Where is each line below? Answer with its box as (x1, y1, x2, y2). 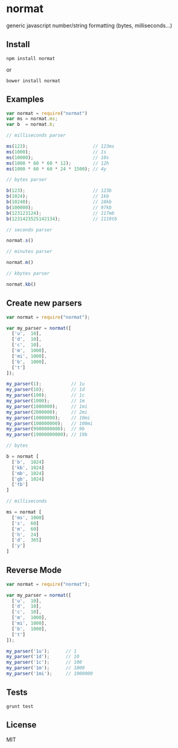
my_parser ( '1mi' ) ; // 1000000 (6, 671, 94, 677)
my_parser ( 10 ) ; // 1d (6, 387, 85, 393)
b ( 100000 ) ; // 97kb (6, 205, 112, 211)
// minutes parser (6, 249, 52, 255)
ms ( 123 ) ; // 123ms (6, 143, 115, 149)
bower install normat (6, 77, 61, 84)
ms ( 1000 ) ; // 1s (6, 149, 107, 155)
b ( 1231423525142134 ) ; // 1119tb (6, 215, 118, 222)
